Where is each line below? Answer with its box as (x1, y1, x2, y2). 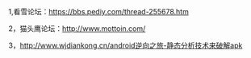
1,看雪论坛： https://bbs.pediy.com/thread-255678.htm (8, 7, 190, 16)
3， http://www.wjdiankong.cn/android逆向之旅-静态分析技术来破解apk (8, 41, 243, 50)
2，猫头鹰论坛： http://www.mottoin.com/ (8, 24, 146, 33)
